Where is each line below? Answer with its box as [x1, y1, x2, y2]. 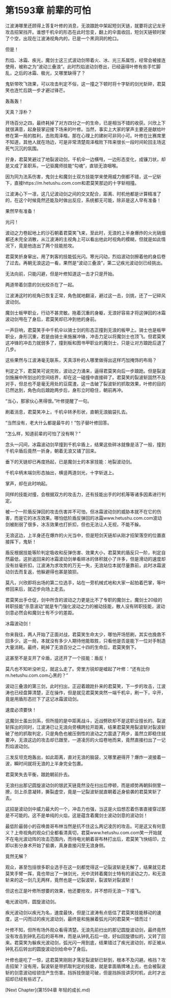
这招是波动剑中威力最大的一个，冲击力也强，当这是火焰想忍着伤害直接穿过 [5, 806, 161, 812]
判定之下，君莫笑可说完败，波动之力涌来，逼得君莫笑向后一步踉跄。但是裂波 [5, 368, 166, 374]
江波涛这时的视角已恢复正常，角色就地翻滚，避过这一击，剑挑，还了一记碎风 [5, 292, 166, 298]
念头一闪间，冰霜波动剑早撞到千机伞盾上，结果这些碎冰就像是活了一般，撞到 [5, 441, 166, 448]
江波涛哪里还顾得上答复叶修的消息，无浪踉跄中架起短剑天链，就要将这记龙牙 [5, 23, 166, 29]
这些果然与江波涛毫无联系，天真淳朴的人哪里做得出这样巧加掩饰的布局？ [5, 357, 157, 363]
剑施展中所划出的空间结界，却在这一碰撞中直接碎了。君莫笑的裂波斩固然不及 [5, 374, 166, 380]
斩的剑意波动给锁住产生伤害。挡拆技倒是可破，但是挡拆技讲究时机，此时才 [5, 969, 161, 975]
